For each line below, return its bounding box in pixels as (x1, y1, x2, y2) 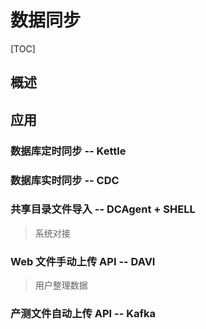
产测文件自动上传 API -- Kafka (10, 307, 156, 321)
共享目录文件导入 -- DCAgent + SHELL (10, 202, 196, 216)
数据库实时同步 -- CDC (10, 173, 120, 187)
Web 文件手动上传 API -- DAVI (10, 254, 156, 268)
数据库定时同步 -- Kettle (10, 144, 127, 158)
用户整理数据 (34, 279, 88, 291)
